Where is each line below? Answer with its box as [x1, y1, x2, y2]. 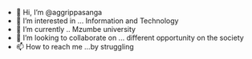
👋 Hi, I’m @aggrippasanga [15, 8, 103, 17]
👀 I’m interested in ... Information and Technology [15, 16, 179, 26]
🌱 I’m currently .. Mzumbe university [15, 25, 136, 33]
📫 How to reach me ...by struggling [15, 42, 134, 51]
